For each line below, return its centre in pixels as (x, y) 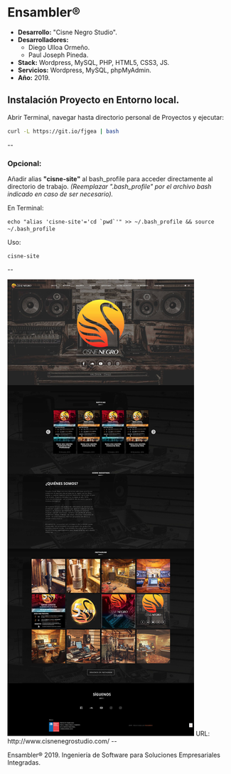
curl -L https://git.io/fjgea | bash (63, 131)
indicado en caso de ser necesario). (60, 194)
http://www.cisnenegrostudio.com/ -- (62, 741)
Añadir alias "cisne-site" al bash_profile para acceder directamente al (110, 178)
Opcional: (25, 163)
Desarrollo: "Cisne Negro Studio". (67, 32)
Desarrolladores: (43, 39)
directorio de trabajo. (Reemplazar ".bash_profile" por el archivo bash (109, 186)
